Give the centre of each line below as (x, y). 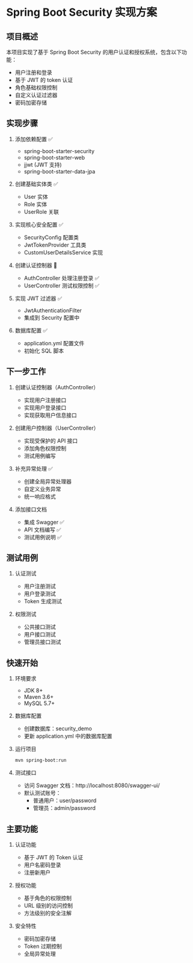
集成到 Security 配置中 (52, 318)
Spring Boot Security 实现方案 (82, 12)
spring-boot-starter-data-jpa (60, 171)
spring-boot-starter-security (59, 151)
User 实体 (36, 196)
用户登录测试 (40, 594)
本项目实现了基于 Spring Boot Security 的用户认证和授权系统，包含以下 (94, 52)
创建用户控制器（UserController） (57, 428)
